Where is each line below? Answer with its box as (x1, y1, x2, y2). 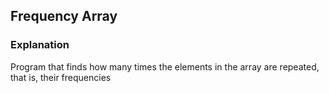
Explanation (10, 38, 70, 52)
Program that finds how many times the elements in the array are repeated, (10, 60, 320, 73)
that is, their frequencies (10, 71, 112, 83)
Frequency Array (10, 8, 118, 25)
